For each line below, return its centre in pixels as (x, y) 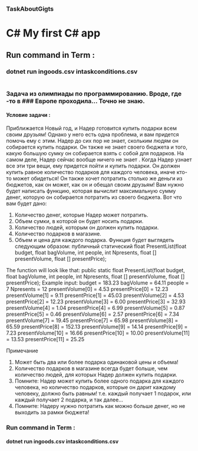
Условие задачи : (28, 115)
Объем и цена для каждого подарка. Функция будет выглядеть (94, 240)
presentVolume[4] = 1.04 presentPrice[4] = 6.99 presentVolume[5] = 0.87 (95, 308)
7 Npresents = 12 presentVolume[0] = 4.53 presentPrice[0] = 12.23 (87, 289)
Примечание (22, 351)
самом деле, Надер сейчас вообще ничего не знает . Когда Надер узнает (99, 159)
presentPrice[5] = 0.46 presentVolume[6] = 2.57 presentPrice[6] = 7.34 (93, 314)
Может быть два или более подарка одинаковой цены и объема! (96, 362)
